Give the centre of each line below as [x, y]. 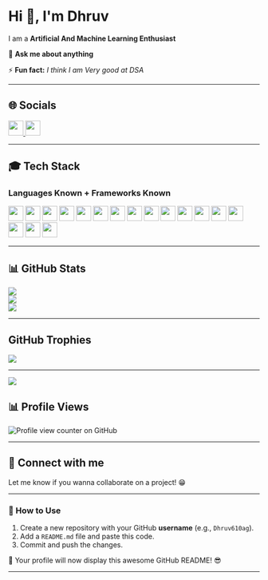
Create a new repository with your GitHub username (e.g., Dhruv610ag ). [137, 527]
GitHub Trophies [50, 340]
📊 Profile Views [49, 407]
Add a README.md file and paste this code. [87, 536]
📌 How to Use [35, 510]
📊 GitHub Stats [47, 268]
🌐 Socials [33, 106]
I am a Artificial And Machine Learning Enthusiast [92, 38]
